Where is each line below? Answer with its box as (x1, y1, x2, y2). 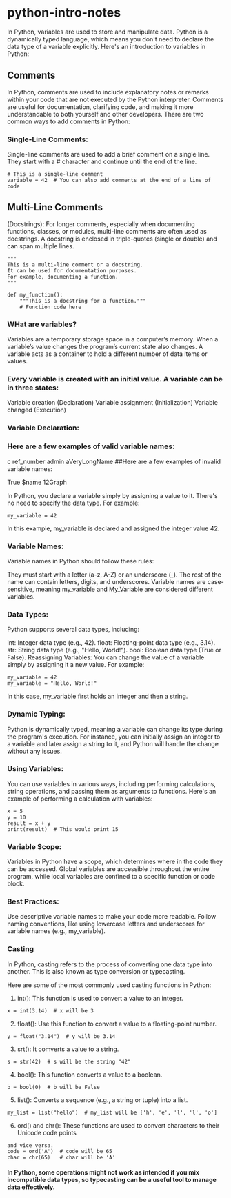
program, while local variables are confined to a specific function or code (7, 872, 216, 881)
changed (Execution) (7, 406, 67, 415)
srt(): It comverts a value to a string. (17, 1045, 119, 1053)
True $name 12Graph (7, 478, 68, 486)
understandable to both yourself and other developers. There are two (7, 110, 204, 118)
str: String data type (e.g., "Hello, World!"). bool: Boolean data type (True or (7, 646, 222, 655)
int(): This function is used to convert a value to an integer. (17, 994, 184, 1002)
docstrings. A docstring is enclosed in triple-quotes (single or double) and (7, 234, 217, 243)
